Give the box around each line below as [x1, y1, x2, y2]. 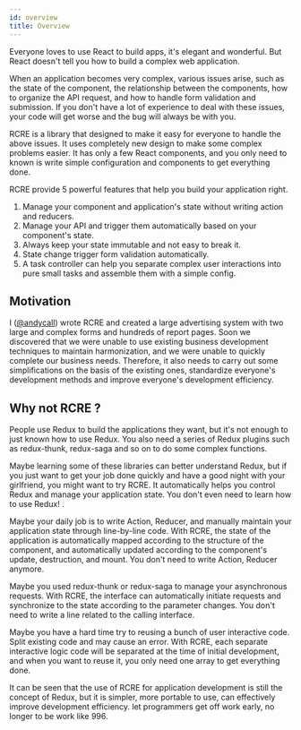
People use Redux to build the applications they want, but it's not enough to [9, 425, 288, 435]
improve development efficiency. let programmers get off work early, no [9, 701, 275, 712]
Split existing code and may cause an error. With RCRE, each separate [9, 637, 269, 648]
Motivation [9, 293, 72, 309]
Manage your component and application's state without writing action [21, 201, 284, 211]
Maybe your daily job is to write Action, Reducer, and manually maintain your [9, 516, 292, 527]
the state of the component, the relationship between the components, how [9, 82, 288, 93]
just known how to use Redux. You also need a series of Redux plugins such [9, 434, 290, 444]
